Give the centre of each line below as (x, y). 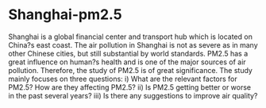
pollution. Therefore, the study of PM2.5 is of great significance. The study (130, 70)
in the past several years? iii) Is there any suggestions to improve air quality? (133, 95)
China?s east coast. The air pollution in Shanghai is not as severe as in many (133, 44)
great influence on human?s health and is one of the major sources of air (127, 62)
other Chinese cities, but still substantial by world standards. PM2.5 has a (128, 53)
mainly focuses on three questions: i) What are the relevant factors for (123, 79)
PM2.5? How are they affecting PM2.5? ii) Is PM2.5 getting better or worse (130, 87)
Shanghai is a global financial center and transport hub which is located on (130, 37)
